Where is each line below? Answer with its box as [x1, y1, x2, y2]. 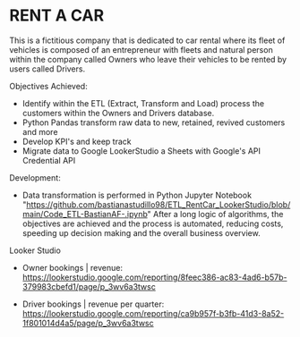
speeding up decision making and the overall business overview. [21, 227, 261, 238]
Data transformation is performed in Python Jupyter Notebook [21, 190, 253, 200]
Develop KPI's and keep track [21, 136, 132, 147]
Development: [9, 172, 61, 183]
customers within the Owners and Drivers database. [21, 107, 215, 118]
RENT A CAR [9, 5, 105, 26]
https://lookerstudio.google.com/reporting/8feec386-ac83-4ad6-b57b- [21, 272, 287, 282]
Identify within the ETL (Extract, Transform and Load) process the [21, 97, 265, 108]
